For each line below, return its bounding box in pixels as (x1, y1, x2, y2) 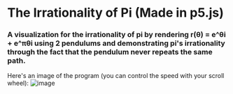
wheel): (7, 79, 29, 88)
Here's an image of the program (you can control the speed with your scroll (7, 72, 225, 80)
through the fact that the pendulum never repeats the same (7, 47, 213, 57)
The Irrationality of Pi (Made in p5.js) (7, 5, 224, 21)
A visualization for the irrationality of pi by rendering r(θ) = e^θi (7, 30, 226, 40)
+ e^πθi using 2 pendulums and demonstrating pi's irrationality (7, 38, 225, 48)
